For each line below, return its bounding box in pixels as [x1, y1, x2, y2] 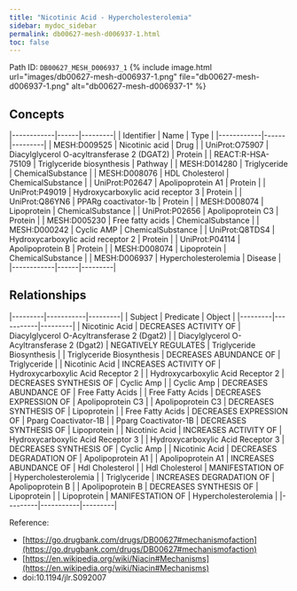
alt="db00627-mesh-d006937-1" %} [71, 81, 207, 91]
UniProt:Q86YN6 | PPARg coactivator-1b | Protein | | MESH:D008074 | [9, 196, 264, 207]
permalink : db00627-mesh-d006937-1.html [9, 29, 161, 38]
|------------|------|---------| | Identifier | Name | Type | [9, 130, 215, 141]
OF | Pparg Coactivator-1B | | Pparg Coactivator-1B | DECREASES [9, 414, 246, 426]
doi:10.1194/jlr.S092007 [21, 571, 106, 582]
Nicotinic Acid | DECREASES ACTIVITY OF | [82, 320, 241, 331]
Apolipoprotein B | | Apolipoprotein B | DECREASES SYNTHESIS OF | [9, 481, 259, 492]
